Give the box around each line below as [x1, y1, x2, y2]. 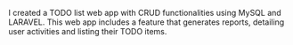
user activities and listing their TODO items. [8, 26, 167, 36]
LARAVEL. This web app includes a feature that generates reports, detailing [8, 17, 285, 27]
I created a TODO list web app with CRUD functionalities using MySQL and [8, 8, 281, 18]
